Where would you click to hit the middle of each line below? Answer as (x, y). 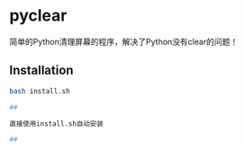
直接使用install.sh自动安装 (56, 124)
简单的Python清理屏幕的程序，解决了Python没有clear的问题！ (124, 41)
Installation (41, 71)
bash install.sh (40, 91)
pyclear (38, 16)
